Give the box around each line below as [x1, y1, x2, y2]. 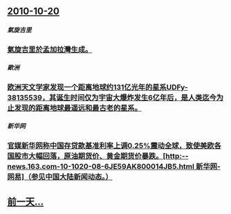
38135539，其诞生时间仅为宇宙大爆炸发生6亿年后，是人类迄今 [7, 93, 216, 102]
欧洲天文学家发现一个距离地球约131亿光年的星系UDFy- [7, 82, 188, 92]
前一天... [7, 195, 44, 207]
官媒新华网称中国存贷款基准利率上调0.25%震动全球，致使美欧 [7, 141, 214, 151]
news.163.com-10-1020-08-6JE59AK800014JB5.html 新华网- [7, 162, 221, 172]
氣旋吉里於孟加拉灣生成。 [7, 45, 93, 55]
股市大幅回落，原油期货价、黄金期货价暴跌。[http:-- [14, 152, 189, 161]
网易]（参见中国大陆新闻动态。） [7, 172, 113, 182]
